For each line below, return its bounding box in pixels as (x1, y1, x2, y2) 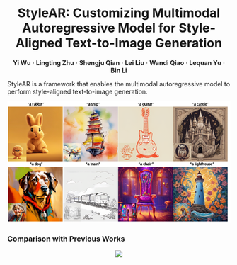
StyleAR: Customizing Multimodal (17, 5, 221, 21)
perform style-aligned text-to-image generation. (7, 87, 148, 96)
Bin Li (110, 66, 127, 74)
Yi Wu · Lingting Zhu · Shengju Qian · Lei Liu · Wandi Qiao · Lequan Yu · (13, 58, 225, 67)
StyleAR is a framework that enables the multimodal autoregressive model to (7, 79, 231, 88)
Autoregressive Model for (22, 20, 176, 36)
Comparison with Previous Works (7, 234, 125, 244)
